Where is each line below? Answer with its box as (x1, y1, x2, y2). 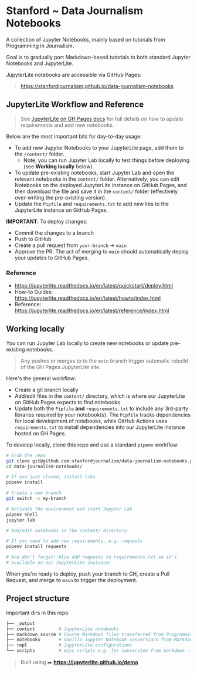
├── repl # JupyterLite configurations (6, 642, 133, 648)
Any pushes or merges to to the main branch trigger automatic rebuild (20, 357, 189, 364)
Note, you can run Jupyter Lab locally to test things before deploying (23, 157, 190, 164)
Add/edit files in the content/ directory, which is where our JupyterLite (14, 392, 185, 400)
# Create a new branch (6, 490, 62, 496)
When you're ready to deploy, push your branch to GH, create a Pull (6, 570, 170, 577)
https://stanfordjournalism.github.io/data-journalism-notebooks (20, 82, 174, 89)
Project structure (6, 594, 70, 604)
